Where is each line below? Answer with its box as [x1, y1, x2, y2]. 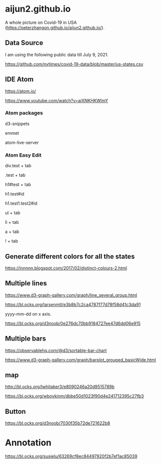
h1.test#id [5, 191, 24, 197]
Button [5, 407, 26, 415]
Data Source [5, 39, 43, 47]
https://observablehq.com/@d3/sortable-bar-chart [5, 347, 107, 353]
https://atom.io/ [5, 88, 36, 94]
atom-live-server [5, 140, 39, 145]
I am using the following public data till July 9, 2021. [5, 52, 108, 57]
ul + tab [5, 210, 20, 216]
